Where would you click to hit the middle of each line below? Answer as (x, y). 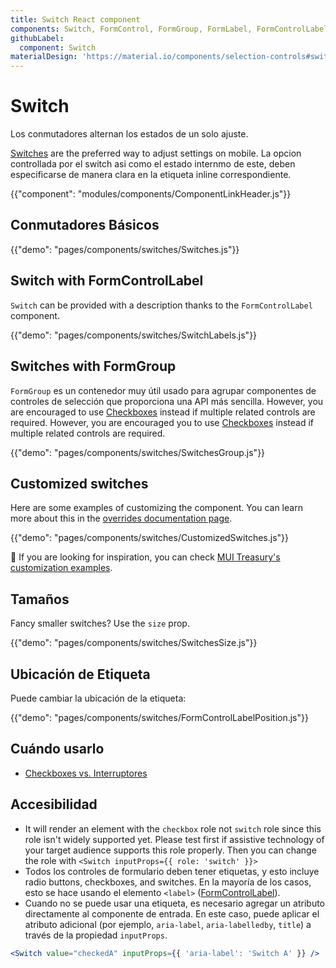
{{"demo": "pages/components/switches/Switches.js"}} (125, 249)
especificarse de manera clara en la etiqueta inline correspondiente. (151, 175)
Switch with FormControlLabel (107, 281)
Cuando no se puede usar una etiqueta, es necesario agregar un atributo (175, 903)
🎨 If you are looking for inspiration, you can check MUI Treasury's (145, 557)
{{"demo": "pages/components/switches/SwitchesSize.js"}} (134, 643)
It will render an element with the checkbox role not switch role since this (173, 828)
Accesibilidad (54, 804)
